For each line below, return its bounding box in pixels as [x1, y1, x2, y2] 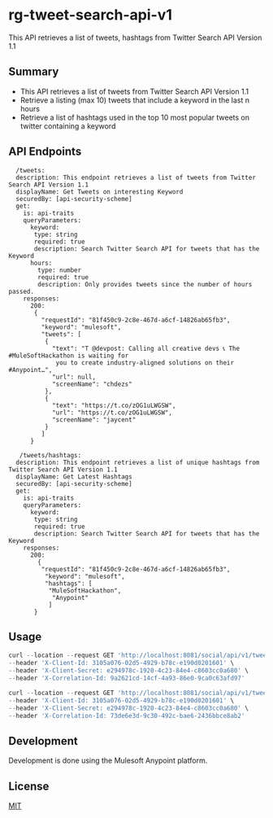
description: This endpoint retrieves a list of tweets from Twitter [15, 173, 256, 182]
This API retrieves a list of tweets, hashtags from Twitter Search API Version [8, 33, 262, 42]
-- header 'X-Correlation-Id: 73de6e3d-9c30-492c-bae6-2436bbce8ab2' [8, 711, 245, 720]
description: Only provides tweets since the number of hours [37, 280, 253, 288]
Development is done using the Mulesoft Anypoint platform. [8, 755, 208, 766]
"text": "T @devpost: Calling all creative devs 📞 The [51, 344, 240, 352]
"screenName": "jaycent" [51, 415, 136, 424]
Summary [8, 65, 59, 79]
